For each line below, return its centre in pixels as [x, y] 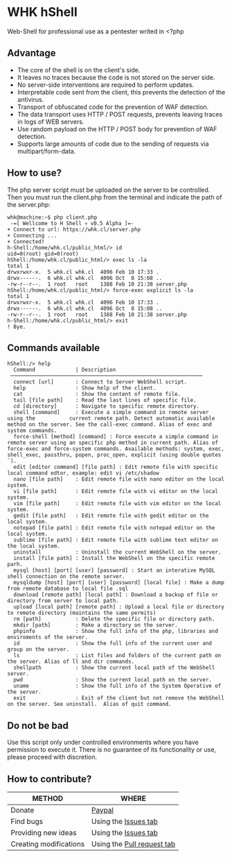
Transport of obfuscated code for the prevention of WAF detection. [113, 107]
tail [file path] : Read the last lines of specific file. [105, 400]
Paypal [102, 810]
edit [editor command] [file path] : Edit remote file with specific [116, 467]
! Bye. [17, 327]
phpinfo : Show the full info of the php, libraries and [116, 632]
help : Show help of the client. [85, 388]
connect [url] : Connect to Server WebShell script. [100, 382]
